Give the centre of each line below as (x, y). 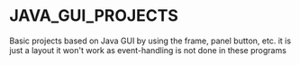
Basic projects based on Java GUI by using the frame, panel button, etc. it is (150, 41)
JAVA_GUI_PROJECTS (94, 16)
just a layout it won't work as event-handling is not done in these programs (148, 50)
